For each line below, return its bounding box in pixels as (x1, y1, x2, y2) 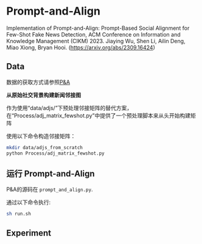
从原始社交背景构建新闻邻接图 (6, 91, 81, 99)
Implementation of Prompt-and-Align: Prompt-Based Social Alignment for (6, 24, 190, 32)
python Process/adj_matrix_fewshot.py (6, 150, 105, 156)
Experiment (6, 228, 52, 238)
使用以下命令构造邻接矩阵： (6, 132, 76, 139)
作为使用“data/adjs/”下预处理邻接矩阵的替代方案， (6, 104, 133, 111)
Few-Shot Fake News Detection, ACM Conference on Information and (6, 30, 181, 38)
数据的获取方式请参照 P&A (6, 78, 71, 86)
